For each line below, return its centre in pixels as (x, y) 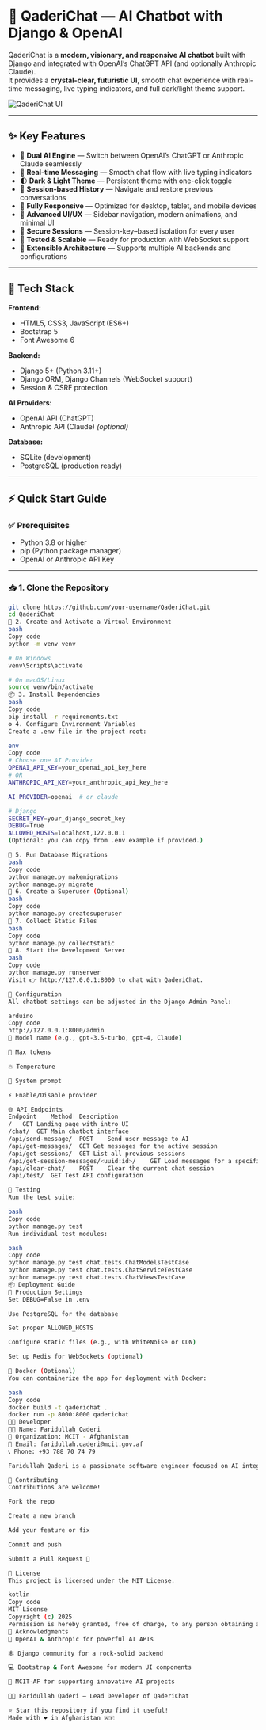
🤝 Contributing (33, 1480)
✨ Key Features (47, 137)
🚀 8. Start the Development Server (67, 951)
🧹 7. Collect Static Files (53, 921)
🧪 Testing (25, 1190)
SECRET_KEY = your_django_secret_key (67, 819)
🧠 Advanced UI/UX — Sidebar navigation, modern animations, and (128, 214)
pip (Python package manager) (70, 551)
